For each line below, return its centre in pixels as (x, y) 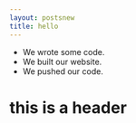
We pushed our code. (63, 71)
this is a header (68, 107)
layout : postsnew (42, 18)
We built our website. (62, 61)
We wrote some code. (63, 52)
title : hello (34, 26)
